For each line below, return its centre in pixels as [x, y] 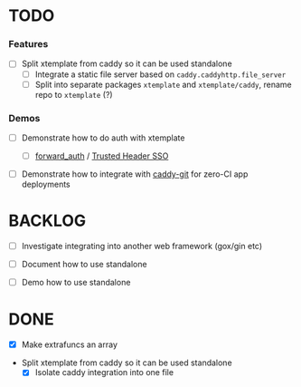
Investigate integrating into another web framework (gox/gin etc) [142, 247]
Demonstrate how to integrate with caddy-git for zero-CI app [135, 174]
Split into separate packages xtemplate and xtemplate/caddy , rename [164, 84]
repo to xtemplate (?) [74, 94]
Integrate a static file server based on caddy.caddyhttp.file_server [160, 74]
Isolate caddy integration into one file [104, 372]
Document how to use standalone [84, 265]
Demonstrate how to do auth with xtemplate [103, 138]
